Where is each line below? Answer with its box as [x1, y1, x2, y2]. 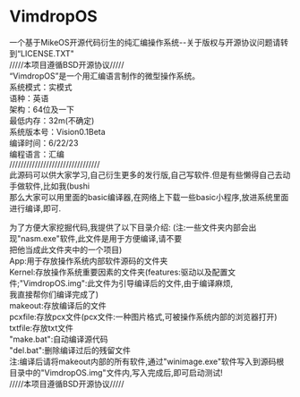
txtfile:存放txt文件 [9, 322, 73, 333]
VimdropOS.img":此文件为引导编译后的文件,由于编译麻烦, [22, 277, 234, 288]
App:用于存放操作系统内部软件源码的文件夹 [9, 255, 168, 266]
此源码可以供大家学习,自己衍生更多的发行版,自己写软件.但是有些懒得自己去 [9, 169, 284, 180]
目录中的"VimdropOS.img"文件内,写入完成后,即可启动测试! [9, 367, 223, 377]
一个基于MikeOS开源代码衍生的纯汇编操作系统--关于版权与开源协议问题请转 [9, 37, 289, 47]
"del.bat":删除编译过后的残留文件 [9, 344, 132, 355]
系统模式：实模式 [9, 81, 73, 92]
